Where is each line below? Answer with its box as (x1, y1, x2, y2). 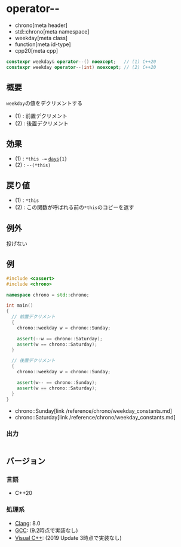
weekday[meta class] (14, 34, 68, 41)
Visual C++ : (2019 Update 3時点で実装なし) (14, 534, 122, 541)
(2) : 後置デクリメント (14, 119, 69, 127)
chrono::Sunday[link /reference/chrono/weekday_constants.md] (14, 407, 172, 415)
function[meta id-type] (14, 41, 71, 48)
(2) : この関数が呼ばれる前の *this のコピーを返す (14, 204, 134, 211)
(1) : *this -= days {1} (14, 155, 68, 162)
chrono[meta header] (14, 22, 68, 29)
